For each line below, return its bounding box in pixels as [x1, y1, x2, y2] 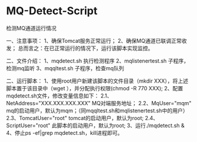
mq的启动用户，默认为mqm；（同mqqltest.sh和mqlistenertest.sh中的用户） [6, 107, 189, 114]
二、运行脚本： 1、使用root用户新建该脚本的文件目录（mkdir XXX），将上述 [6, 77, 189, 84]
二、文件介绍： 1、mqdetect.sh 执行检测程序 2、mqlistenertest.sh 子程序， [6, 57, 189, 64]
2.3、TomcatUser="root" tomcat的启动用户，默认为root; [6, 114, 144, 121]
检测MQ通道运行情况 [6, 24, 57, 31]
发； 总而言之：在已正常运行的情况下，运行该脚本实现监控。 [6, 45, 153, 52]
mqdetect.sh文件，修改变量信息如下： [6, 92, 100, 99]
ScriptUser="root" [6, 122, 50, 129]
